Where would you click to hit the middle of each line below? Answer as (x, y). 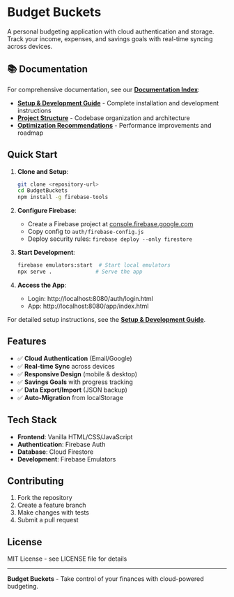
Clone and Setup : (43, 171)
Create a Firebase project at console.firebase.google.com (110, 224)
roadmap (30, 133)
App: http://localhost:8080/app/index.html (88, 306)
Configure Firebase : (47, 211)
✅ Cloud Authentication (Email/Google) (75, 358)
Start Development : (46, 253)
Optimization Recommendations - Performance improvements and (114, 125)
